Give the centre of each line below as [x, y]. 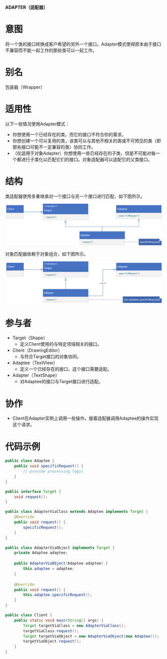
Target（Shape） [30, 338]
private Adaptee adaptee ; [41, 553]
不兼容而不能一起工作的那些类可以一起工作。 [51, 50]
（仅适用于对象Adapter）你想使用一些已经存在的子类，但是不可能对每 [84, 153]
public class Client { [29, 615]
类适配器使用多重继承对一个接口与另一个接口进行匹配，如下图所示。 [75, 196]
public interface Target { [33, 491]
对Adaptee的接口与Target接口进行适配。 [61, 382]
